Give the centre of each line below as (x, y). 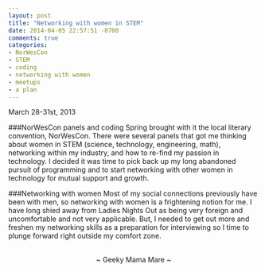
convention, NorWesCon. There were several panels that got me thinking (127, 136)
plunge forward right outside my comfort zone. (85, 236)
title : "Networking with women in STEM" (76, 23)
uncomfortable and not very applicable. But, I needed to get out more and (129, 219)
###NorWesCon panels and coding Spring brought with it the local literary (130, 127)
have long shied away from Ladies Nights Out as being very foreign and (126, 211)
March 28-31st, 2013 (42, 112)
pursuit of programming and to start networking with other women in (121, 170)
